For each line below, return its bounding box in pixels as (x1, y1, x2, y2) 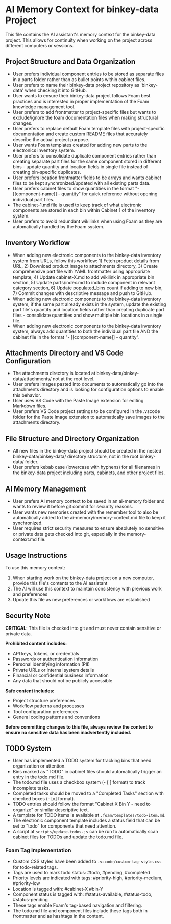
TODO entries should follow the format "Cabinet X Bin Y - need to (12, 801, 151, 808)
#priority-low (12, 880, 40, 886)
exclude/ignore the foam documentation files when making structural (12, 114, 158, 121)
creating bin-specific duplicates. (12, 169, 81, 175)
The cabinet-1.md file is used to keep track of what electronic (12, 202, 142, 208)
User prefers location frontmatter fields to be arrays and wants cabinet (12, 174, 162, 181)
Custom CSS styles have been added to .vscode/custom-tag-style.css (12, 858, 162, 864)
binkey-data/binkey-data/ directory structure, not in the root (12, 453, 139, 460)
